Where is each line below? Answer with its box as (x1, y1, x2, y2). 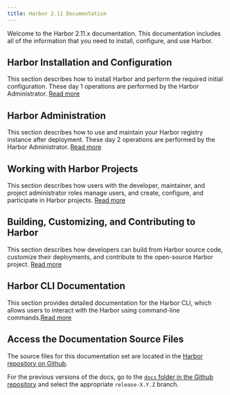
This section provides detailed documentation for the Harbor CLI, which (7, 299, 212, 307)
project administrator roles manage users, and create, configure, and (7, 188, 204, 197)
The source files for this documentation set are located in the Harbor (7, 351, 203, 360)
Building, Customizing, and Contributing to (7, 216, 196, 228)
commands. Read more (7, 313, 72, 322)
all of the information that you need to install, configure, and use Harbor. (7, 36, 213, 45)
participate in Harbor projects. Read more (7, 196, 126, 204)
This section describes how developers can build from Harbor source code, (7, 245, 223, 254)
